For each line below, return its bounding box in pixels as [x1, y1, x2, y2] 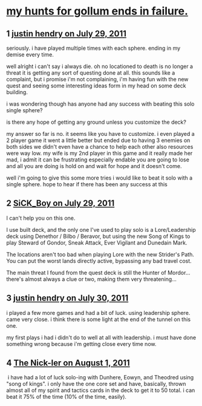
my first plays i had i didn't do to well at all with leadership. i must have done [6, 334, 197, 341]
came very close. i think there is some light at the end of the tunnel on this [6, 316, 191, 323]
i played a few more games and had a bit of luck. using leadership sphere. [6, 309, 191, 316]
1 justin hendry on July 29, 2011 [6, 29, 127, 39]
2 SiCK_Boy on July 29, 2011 [6, 198, 115, 209]
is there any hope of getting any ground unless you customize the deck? [6, 118, 186, 126]
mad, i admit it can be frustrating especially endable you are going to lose [6, 156, 189, 163]
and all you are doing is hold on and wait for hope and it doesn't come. [6, 163, 182, 169]
